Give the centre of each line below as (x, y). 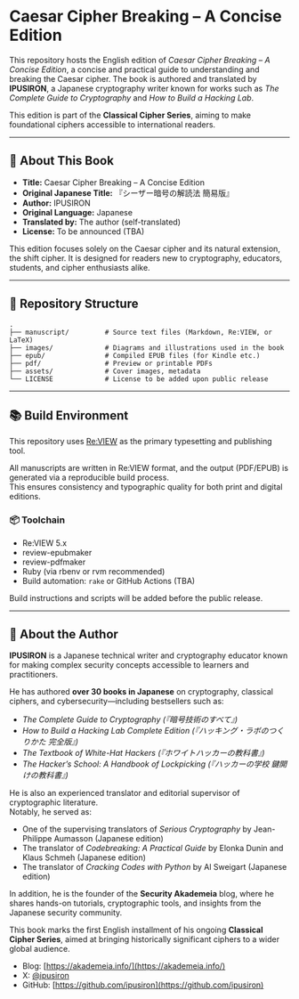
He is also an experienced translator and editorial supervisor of (125, 793)
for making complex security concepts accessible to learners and (129, 665)
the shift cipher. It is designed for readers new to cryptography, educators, (146, 258)
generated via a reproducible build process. (89, 477)
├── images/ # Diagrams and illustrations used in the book (147, 348)
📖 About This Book (61, 161)
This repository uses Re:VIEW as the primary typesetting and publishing (141, 442)
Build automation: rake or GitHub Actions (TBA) (109, 581)
